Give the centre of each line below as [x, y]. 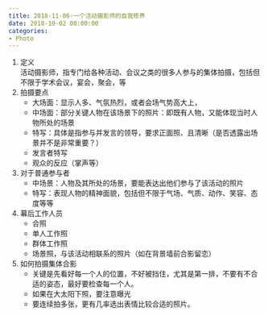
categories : [28, 31]
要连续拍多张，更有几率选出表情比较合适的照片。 [113, 304]
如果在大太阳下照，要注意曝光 [81, 294]
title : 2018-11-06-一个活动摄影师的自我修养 [77, 16]
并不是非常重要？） [71, 143]
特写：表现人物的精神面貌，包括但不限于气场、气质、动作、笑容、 [141, 193]
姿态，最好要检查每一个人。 [92, 284]
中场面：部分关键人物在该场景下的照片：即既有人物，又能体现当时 [141, 113]
